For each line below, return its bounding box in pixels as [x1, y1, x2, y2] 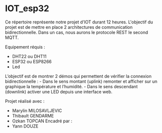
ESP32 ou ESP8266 [12, 58, 52, 64]
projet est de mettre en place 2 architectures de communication [5, 24, 133, 30]
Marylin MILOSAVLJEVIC [12, 108, 62, 114]
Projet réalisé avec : [5, 98, 45, 104]
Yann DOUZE [12, 123, 39, 129]
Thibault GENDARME [12, 113, 54, 118]
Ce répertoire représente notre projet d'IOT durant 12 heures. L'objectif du [5, 19, 153, 25]
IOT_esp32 [5, 3, 50, 14]
